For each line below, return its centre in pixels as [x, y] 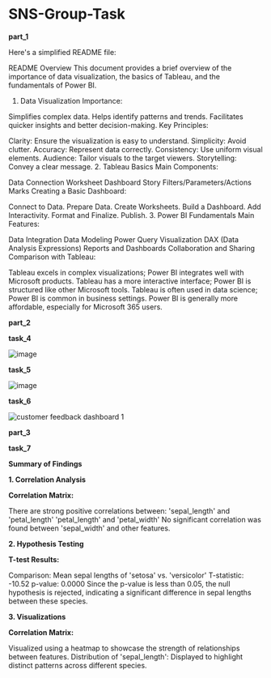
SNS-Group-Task [67, 14]
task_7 [20, 448]
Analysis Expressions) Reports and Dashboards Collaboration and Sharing [132, 248]
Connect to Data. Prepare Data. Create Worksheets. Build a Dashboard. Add [135, 207]
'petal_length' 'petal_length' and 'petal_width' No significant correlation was [135, 519]
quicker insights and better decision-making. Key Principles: [108, 125]
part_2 [19, 322]
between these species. [48, 601]
